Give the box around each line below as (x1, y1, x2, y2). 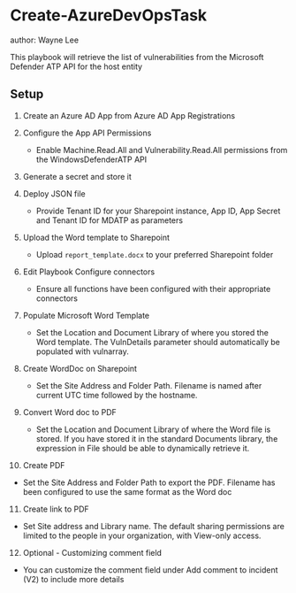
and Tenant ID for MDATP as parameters (35, 214, 184, 226)
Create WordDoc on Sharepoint (22, 363, 138, 374)
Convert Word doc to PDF (22, 406, 118, 417)
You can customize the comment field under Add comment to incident (22, 564, 278, 575)
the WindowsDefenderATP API (35, 154, 148, 165)
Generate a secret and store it (22, 171, 132, 181)
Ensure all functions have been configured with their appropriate (35, 283, 271, 294)
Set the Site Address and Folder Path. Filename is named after (35, 380, 262, 390)
